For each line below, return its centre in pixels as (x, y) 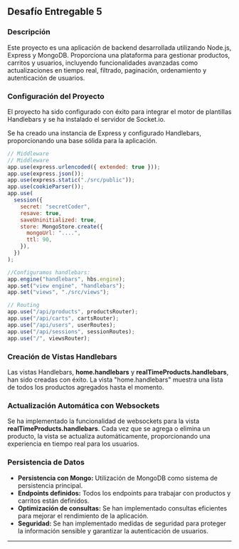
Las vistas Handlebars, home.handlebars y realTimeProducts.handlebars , (118, 372)
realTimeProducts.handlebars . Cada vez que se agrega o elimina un (109, 429)
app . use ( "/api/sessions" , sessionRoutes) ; (71, 331)
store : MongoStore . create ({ (62, 226)
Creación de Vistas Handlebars (62, 357)
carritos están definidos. (53, 501)
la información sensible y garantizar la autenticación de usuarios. (113, 530)
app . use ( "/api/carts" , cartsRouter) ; (63, 319)
